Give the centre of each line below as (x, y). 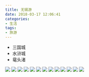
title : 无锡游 (19, 10)
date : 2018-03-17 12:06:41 (33, 14)
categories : (17, 19)
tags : (11, 28)
